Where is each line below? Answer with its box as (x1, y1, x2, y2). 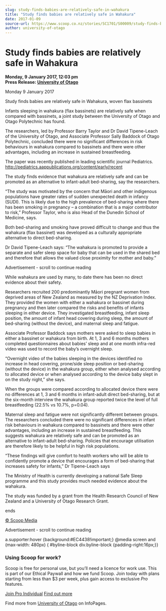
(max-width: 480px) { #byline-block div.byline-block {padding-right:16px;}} (5, 542, 159, 548)
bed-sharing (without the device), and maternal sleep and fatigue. (5, 320, 139, 327)
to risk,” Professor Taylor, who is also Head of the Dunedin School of (5, 209, 145, 215)
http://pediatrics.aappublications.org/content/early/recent (5, 164, 123, 170)
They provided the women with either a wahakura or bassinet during (5, 300, 144, 305)
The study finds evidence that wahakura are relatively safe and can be (5, 174, 148, 180)
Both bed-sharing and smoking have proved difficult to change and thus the (5, 224, 160, 230)
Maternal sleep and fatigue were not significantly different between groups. (5, 411, 159, 417)
